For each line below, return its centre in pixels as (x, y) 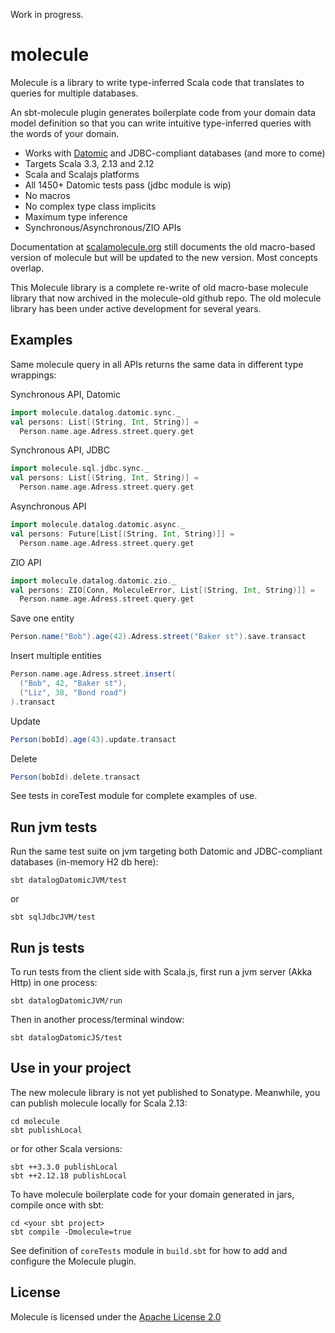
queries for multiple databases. (74, 93)
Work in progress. (47, 14)
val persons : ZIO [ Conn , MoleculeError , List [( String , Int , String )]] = (163, 590)
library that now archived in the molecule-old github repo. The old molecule (166, 298)
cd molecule (35, 1121)
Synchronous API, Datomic (65, 394)
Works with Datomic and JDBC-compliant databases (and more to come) (175, 153)
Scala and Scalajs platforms (82, 174)
